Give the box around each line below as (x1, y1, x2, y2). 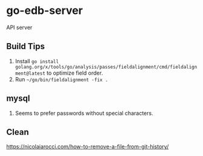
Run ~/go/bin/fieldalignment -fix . (15, 75, 108, 83)
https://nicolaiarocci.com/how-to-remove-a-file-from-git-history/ (6, 143, 169, 151)
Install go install (15, 57, 59, 64)
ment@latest (15, 70, 45, 76)
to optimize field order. (46, 69, 103, 76)
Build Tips (6, 41, 45, 52)
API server (6, 24, 33, 31)
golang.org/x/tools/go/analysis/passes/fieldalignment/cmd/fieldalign (15, 64, 198, 70)
